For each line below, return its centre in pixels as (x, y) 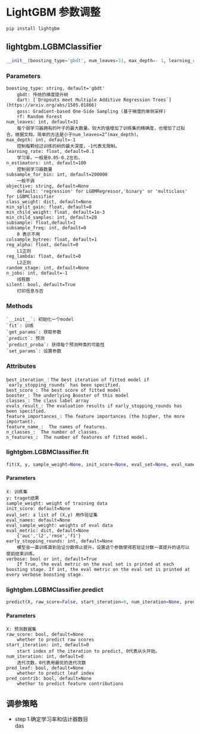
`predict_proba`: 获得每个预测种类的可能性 (56, 345)
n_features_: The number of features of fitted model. (77, 437)
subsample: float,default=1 (41, 222)
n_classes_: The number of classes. (53, 432)
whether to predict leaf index (56, 673)
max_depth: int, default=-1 (41, 140)
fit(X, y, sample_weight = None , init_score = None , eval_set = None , (87, 464)
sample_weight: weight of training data (57, 503)
